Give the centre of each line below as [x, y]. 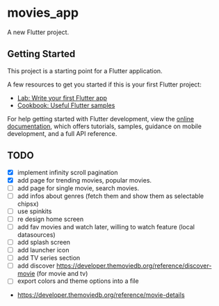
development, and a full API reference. [62, 133]
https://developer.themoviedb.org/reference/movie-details [101, 295]
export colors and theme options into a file [78, 281]
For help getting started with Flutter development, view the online [101, 118]
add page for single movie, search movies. [78, 188]
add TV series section [49, 258]
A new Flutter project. [38, 32]
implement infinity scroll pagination [67, 172]
